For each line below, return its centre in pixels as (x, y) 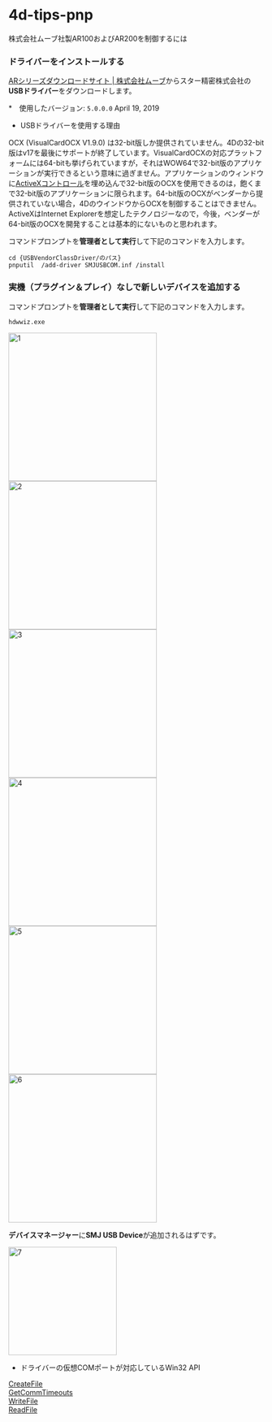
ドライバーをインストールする (67, 61)
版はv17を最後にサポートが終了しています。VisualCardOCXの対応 (118, 153)
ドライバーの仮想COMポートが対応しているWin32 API (110, 1368)
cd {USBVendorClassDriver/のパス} (65, 258)
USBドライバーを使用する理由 (70, 126)
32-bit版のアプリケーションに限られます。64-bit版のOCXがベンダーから (136, 193)
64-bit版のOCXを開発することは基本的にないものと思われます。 (115, 224)
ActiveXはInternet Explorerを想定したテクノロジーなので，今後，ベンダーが (134, 214)
